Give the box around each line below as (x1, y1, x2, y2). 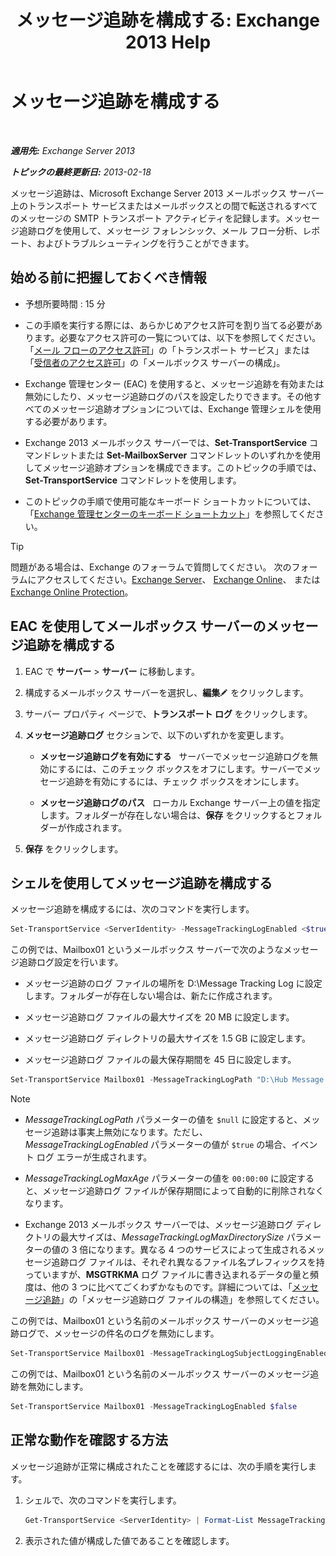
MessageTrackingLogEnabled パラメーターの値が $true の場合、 (24, 1139, 292, 1151)
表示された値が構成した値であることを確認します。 (24, 1534, 235, 1546)
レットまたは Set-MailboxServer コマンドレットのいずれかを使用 (51, 449, 322, 461)
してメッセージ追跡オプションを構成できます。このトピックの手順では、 (24, 461, 322, 473)
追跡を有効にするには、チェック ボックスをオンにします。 (66, 775, 305, 787)
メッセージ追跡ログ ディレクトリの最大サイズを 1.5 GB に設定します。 (24, 1032, 311, 1045)
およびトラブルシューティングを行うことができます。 (36, 237, 255, 249)
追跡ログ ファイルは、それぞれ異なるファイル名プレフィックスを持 (51, 1256, 325, 1268)
